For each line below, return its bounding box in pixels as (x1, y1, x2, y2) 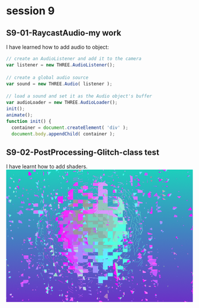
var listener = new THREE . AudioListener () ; (6, 62, 115, 68)
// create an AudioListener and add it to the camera (6, 56, 142, 62)
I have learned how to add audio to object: (6, 43, 110, 50)
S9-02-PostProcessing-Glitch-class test (6, 147, 160, 157)
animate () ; (6, 112, 33, 118)
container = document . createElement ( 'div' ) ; (11, 125, 129, 131)
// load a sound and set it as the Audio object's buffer (6, 93, 152, 99)
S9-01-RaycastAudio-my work (6, 28, 121, 38)
